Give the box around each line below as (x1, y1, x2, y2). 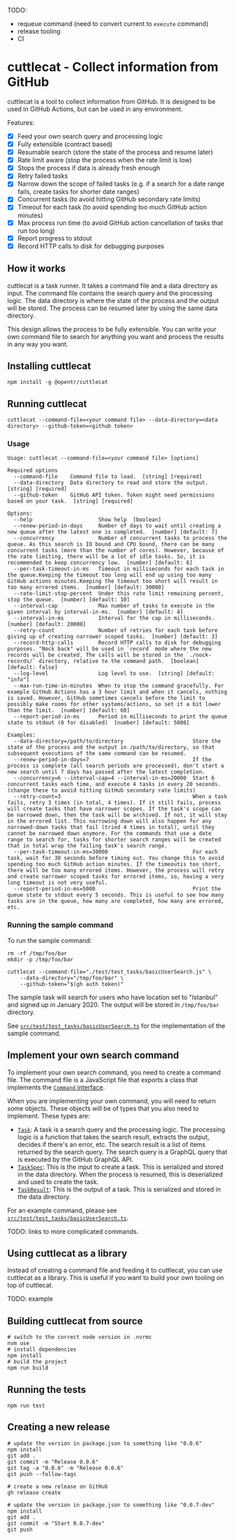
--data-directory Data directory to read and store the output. (13, 480, 209, 487)
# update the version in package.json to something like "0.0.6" (7, 1439, 202, 1447)
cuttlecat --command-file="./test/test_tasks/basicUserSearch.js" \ (7, 968, 212, 975)
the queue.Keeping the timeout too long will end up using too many (7, 572, 212, 579)
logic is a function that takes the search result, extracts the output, (17, 1132, 210, 1141)
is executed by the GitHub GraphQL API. (17, 1155, 134, 1163)
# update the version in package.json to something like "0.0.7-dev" (7, 1501, 215, 1508)
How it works (7, 263, 66, 275)
